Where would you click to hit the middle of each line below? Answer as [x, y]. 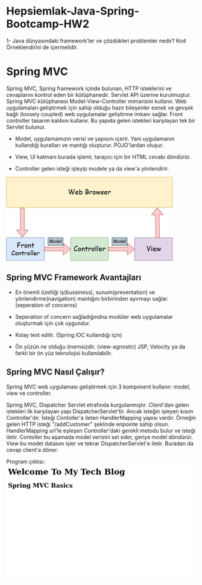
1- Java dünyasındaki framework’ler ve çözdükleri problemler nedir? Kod [96, 41]
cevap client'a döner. [32, 449]
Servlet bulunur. [26, 127]
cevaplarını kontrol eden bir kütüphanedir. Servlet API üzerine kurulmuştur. [99, 94]
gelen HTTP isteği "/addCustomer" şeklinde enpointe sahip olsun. [88, 424]
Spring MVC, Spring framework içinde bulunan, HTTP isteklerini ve [89, 88]
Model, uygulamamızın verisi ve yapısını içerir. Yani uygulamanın [95, 139]
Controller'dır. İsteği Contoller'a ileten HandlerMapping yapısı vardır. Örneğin [101, 417]
